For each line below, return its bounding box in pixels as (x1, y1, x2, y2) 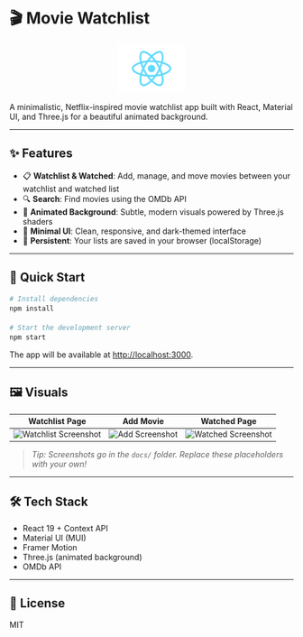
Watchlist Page (28, 416, 87, 427)
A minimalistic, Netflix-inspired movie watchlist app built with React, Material (9, 101, 293, 112)
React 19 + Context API (22, 522, 108, 533)
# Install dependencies (9, 295, 99, 304)
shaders (22, 216, 53, 226)
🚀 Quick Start (9, 269, 86, 285)
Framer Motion (22, 541, 78, 552)
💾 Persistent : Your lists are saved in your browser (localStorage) (22, 235, 262, 245)
